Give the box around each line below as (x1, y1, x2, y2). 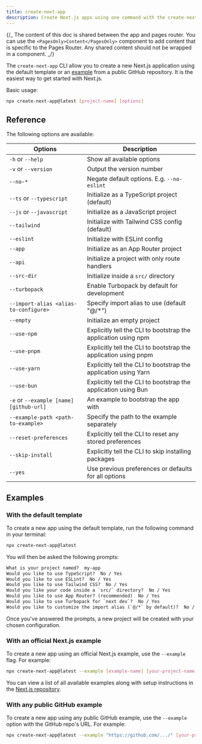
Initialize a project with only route (87, 254, 180, 263)
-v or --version (9, 165, 53, 173)
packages (87, 455, 115, 463)
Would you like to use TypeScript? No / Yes (6, 571, 122, 577)
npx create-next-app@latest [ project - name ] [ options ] (6, 98, 144, 104)
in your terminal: (6, 531, 47, 538)
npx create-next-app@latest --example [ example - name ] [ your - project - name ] (6, 668, 198, 675)
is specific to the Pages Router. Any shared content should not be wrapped (6, 43, 192, 51)
